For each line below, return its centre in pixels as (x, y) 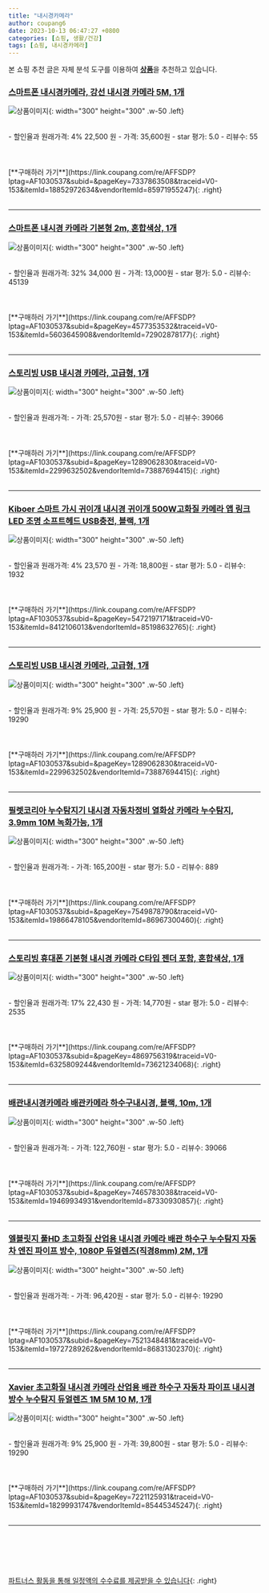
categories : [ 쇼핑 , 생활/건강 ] (55, 38)
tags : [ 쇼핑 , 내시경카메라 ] (48, 46)
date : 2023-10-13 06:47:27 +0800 (64, 30)
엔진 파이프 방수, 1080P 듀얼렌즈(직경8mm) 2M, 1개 (112, 1251)
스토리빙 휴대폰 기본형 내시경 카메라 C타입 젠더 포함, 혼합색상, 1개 (126, 958)
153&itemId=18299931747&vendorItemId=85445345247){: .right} (115, 1506)
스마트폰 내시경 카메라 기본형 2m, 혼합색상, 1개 (93, 228)
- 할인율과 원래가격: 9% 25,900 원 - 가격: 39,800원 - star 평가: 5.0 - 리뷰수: (128, 1444)
